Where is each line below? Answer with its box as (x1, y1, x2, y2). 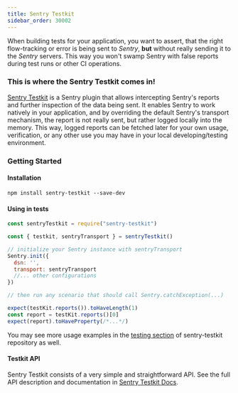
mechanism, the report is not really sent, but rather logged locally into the (7, 115, 222, 124)
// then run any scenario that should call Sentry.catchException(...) (7, 292, 224, 299)
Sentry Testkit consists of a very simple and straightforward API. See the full (7, 370, 231, 379)
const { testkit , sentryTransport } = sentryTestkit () (7, 233, 173, 240)
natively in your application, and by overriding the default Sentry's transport (7, 108, 229, 117)
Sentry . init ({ (7, 252, 50, 259)
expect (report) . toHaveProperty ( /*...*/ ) (7, 318, 129, 325)
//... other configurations (13, 272, 97, 279)
